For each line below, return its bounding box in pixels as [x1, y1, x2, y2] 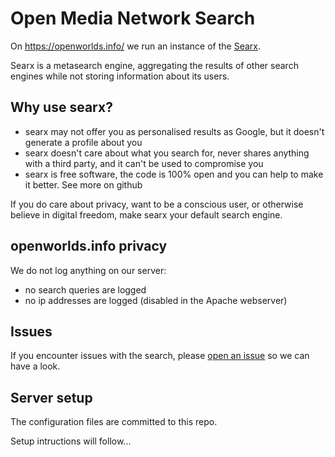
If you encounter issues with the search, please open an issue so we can [10, 350, 310, 362]
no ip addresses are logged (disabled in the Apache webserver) [24, 294, 288, 306]
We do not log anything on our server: [10, 264, 167, 276]
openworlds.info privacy [10, 238, 168, 255]
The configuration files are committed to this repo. [10, 416, 218, 428]
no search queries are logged [24, 283, 147, 296]
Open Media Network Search [10, 7, 256, 30]
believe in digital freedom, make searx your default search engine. [10, 208, 283, 221]
